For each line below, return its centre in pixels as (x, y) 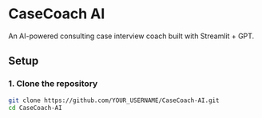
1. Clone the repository (53, 84)
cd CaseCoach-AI (35, 108)
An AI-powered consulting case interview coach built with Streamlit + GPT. (131, 36)
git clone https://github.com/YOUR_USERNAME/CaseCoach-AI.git (114, 100)
